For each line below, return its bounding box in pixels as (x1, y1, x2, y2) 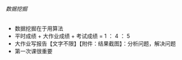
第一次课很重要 (14, 48, 53, 55)
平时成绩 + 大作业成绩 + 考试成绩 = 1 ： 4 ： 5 (14, 33, 131, 40)
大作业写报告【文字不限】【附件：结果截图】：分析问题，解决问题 (14, 40, 176, 47)
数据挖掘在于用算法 (14, 25, 64, 32)
